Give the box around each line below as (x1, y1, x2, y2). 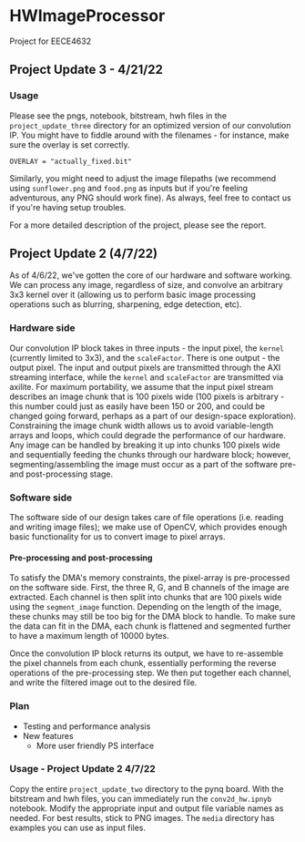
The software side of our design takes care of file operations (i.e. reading (9, 512, 284, 523)
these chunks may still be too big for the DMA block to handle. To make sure (9, 611, 296, 622)
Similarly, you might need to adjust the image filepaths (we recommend (9, 172, 277, 183)
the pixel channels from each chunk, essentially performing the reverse (9, 658, 277, 669)
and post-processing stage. (9, 468, 114, 479)
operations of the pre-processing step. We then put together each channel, (9, 667, 291, 679)
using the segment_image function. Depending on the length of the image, (9, 601, 282, 612)
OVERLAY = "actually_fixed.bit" (9, 157, 132, 166)
